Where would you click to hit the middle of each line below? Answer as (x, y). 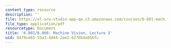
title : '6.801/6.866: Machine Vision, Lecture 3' (59, 33)
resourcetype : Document (31, 28)
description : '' (22, 14)
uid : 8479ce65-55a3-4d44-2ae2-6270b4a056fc (52, 38)
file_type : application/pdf (35, 24)
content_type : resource (31, 10)
